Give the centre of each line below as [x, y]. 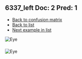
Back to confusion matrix [37, 19]
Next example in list [32, 30]
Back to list [23, 25]
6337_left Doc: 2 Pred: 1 [41, 8]
